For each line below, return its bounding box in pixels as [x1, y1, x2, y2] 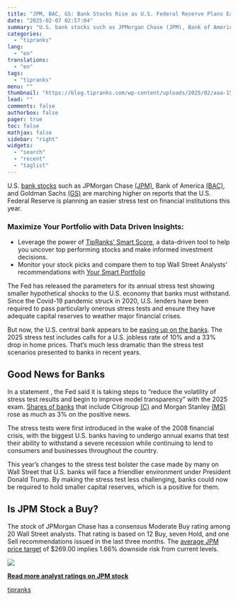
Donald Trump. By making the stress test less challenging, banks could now [7, 475, 229, 483]
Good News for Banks [7, 369, 105, 381]
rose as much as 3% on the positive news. [7, 410, 131, 418]
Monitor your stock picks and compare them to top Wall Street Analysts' [17, 260, 228, 269]
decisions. [17, 253, 48, 262]
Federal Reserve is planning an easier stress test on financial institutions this [7, 196, 230, 205]
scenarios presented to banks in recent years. [7, 348, 142, 356]
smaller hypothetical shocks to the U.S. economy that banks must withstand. [7, 289, 231, 298]
